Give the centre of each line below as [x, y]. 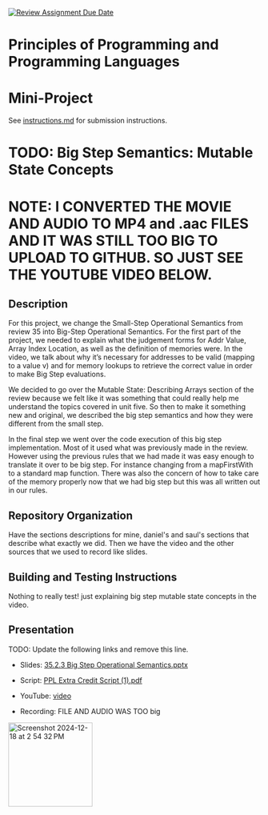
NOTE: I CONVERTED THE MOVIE [120, 206]
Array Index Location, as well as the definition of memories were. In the [126, 349]
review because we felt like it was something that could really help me [124, 398]
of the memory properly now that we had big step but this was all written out [134, 482]
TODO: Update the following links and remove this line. [98, 649]
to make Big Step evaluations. [57, 374]
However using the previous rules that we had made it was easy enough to [131, 456]
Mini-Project [51, 98]
